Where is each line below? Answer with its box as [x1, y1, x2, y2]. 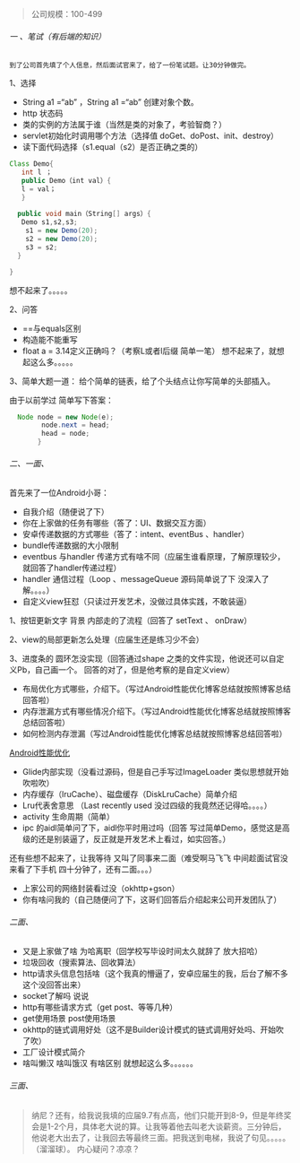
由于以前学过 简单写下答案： [9, 395, 114, 405]
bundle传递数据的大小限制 [21, 540, 119, 551]
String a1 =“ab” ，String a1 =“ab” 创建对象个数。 [21, 97, 199, 108]
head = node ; [41, 430, 90, 438]
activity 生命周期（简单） [21, 811, 115, 822]
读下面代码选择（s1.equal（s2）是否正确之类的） [21, 142, 203, 152]
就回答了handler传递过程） [21, 562, 122, 573]
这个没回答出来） [21, 979, 86, 990]
